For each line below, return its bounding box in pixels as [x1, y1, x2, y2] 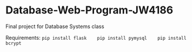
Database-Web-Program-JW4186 [5, 4, 174, 17]
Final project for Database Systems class [5, 23, 105, 30]
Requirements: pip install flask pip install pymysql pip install [5, 34, 187, 41]
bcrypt [5, 40, 22, 46]
